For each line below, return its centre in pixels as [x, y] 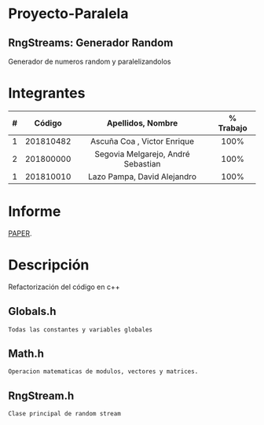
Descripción [49, 265]
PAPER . [20, 233]
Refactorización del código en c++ [64, 287]
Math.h [26, 354]
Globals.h [32, 311]
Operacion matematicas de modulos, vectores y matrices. [103, 372]
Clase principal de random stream [65, 414]
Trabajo [233, 128]
